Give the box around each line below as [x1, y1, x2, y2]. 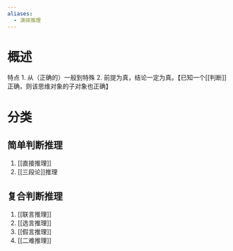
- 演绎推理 [13, 17, 41, 24]
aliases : [7, 10, 33, 17]
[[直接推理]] [17, 159, 52, 168]
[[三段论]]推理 [17, 168, 58, 176]
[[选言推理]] [17, 219, 52, 227]
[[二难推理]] [17, 236, 52, 245]
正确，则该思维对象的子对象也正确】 [7, 82, 112, 91]
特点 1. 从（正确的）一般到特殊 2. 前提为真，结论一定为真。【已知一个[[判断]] [7, 73, 227, 82]
